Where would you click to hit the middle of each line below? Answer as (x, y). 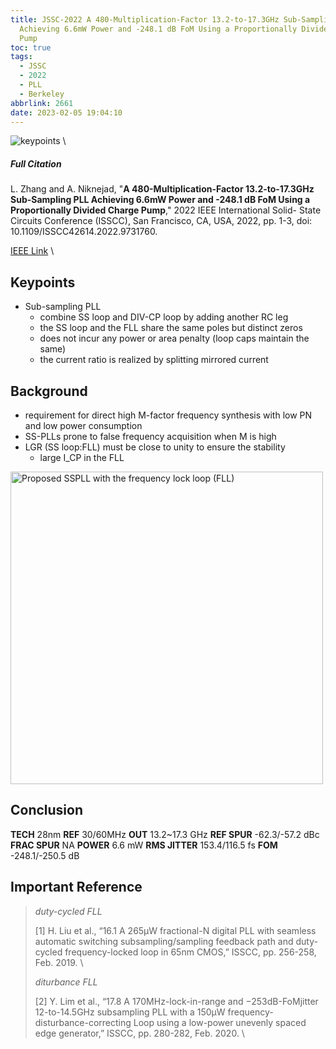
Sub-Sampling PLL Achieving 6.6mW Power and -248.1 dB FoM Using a (160, 200)
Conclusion (47, 810)
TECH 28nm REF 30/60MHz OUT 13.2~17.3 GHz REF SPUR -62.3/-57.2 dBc (165, 834)
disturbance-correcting (83, 1022)
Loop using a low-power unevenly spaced (220, 1022)
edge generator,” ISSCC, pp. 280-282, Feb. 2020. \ (139, 1033)
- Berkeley (42, 94)
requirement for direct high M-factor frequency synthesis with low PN (168, 415)
